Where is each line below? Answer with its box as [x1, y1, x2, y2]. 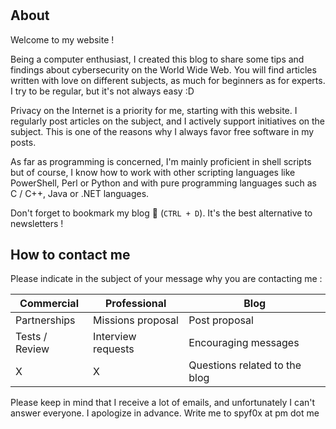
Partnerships [15, 313, 76, 327]
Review [15, 342, 50, 356]
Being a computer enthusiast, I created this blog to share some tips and [10, 53, 305, 65]
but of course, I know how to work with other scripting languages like [10, 166, 296, 178]
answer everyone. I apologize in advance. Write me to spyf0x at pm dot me [10, 407, 320, 419]
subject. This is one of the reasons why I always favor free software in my [10, 125, 315, 137]
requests [93, 342, 135, 356]
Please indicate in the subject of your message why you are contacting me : [10, 273, 323, 285]
